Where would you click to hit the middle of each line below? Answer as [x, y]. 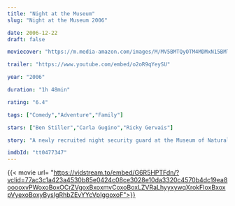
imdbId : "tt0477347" [37, 153]
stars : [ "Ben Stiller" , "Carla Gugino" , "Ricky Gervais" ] [90, 127]
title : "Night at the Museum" [51, 14]
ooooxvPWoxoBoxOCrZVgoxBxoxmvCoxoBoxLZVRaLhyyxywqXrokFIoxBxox [116, 187]
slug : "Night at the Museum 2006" [58, 20]
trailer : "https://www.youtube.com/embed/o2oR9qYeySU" [89, 65]
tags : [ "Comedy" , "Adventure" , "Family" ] [65, 115]
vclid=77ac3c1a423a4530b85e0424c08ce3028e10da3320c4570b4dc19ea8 [117, 180]
